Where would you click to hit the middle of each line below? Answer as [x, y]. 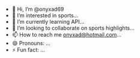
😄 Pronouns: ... [31, 43]
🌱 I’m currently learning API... [48, 22]
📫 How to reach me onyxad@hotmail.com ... [67, 35]
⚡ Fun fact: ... [28, 50]
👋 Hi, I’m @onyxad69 [38, 9]
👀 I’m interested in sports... [45, 15]
